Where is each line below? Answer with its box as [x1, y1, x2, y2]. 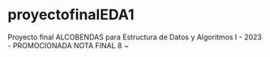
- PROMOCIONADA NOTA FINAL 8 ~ [7, 40, 129, 50]
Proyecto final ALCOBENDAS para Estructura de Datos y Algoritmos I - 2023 [7, 32, 263, 42]
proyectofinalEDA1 [7, 6, 135, 24]
